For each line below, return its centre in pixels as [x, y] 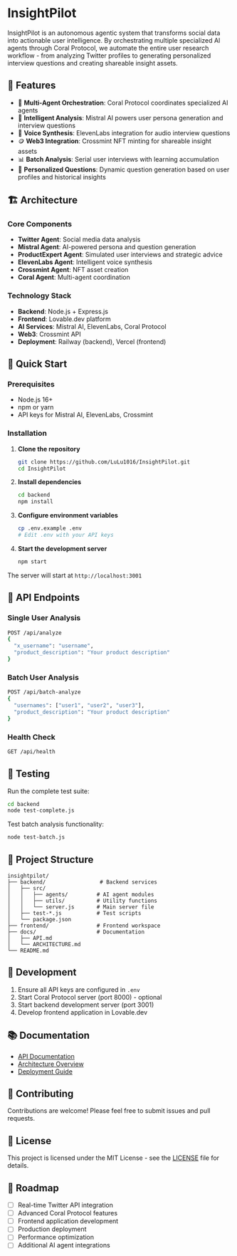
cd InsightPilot [42, 469]
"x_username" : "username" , [54, 646]
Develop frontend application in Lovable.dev [83, 1012]
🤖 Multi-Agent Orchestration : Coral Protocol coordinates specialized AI [123, 103]
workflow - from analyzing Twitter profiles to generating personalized [109, 56]
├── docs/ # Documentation [76, 932]
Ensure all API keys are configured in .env [79, 989]
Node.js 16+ [35, 399]
